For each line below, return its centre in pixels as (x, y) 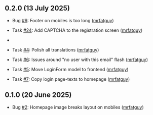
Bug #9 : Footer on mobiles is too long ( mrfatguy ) (63, 20)
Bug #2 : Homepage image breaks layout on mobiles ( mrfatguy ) (78, 107)
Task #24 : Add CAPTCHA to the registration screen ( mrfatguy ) (77, 30)
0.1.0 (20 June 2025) (38, 95)
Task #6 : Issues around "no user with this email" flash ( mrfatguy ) (80, 60)
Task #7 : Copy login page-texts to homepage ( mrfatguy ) (71, 79)
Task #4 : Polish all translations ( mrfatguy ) (55, 49)
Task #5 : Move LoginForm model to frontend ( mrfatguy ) (70, 69)
